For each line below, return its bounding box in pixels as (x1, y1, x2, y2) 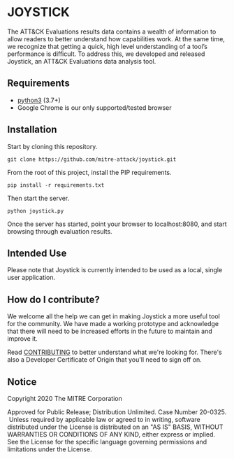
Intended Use (7, 247, 67, 259)
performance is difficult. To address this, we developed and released (7, 50, 205, 58)
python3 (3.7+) (17, 96, 61, 104)
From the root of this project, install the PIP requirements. (7, 168, 173, 176)
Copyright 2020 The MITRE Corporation (7, 395, 122, 402)
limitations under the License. (7, 445, 92, 453)
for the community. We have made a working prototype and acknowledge (7, 320, 219, 328)
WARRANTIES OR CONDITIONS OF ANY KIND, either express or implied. (7, 430, 215, 438)
